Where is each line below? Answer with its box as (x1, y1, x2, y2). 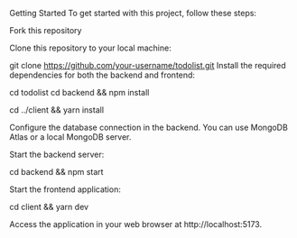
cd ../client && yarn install (9, 105, 105, 115)
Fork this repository (9, 25, 82, 35)
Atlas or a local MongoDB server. (9, 132, 132, 142)
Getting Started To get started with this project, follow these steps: (9, 8, 257, 18)
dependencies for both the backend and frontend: (9, 69, 196, 80)
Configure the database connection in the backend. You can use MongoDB (9, 122, 289, 133)
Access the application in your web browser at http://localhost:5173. (9, 219, 263, 229)
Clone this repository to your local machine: (9, 42, 172, 53)
